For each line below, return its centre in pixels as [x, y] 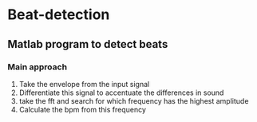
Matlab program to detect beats [88, 44]
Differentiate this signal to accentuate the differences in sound [121, 92]
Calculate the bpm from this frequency [83, 109]
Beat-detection [59, 15]
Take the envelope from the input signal [84, 84]
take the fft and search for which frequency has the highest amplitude [134, 100]
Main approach [38, 67]
